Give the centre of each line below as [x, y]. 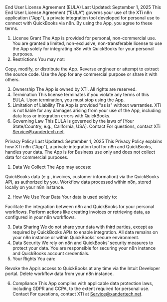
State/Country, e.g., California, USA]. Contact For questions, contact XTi [86, 126]
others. [12, 80]
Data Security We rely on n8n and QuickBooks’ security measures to [83, 243]
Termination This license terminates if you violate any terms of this [81, 95]
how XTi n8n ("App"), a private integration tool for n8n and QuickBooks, [79, 147]
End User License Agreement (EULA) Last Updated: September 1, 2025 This [83, 7]
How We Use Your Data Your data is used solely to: [65, 197]
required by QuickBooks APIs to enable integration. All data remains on [85, 232]
